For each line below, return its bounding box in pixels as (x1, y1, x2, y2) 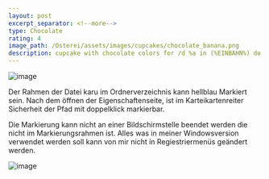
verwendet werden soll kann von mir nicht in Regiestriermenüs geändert (8, 137, 248, 146)
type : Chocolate (8, 27, 63, 35)
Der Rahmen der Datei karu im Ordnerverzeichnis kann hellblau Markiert (8, 87, 247, 97)
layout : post (8, 11, 52, 20)
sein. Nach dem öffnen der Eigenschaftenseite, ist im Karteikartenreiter (8, 96, 244, 105)
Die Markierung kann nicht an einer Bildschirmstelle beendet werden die (8, 120, 248, 129)
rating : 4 (8, 34, 42, 43)
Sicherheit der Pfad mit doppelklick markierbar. (8, 104, 165, 114)
